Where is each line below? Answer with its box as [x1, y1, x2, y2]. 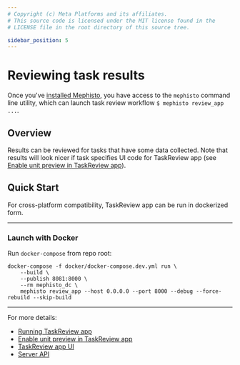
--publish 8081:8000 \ [20, 276, 88, 283]
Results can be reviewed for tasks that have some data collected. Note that [7, 146, 229, 154]
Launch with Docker [7, 233, 79, 243]
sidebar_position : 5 [7, 36, 69, 44]
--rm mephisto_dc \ [20, 281, 79, 289]
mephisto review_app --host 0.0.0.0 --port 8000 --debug [20, 288, 194, 295]
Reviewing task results [7, 67, 145, 84]
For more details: [7, 314, 57, 322]
